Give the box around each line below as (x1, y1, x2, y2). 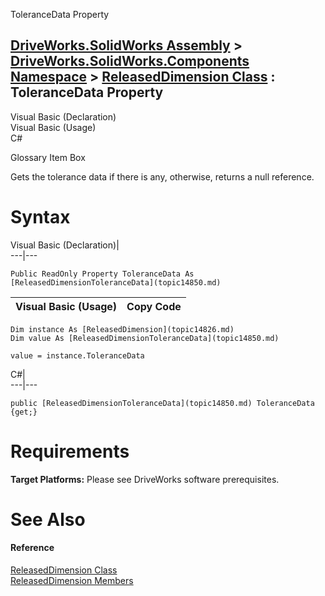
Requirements (10, 440, 130, 463)
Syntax (10, 206, 71, 228)
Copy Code (126, 299, 182, 313)
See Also (10, 508, 86, 531)
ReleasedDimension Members (10, 575, 134, 587)
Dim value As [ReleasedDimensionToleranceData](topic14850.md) (10, 333, 280, 343)
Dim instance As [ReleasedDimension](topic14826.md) (10, 324, 235, 334)
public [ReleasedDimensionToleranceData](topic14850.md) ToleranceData (10, 398, 315, 408)
